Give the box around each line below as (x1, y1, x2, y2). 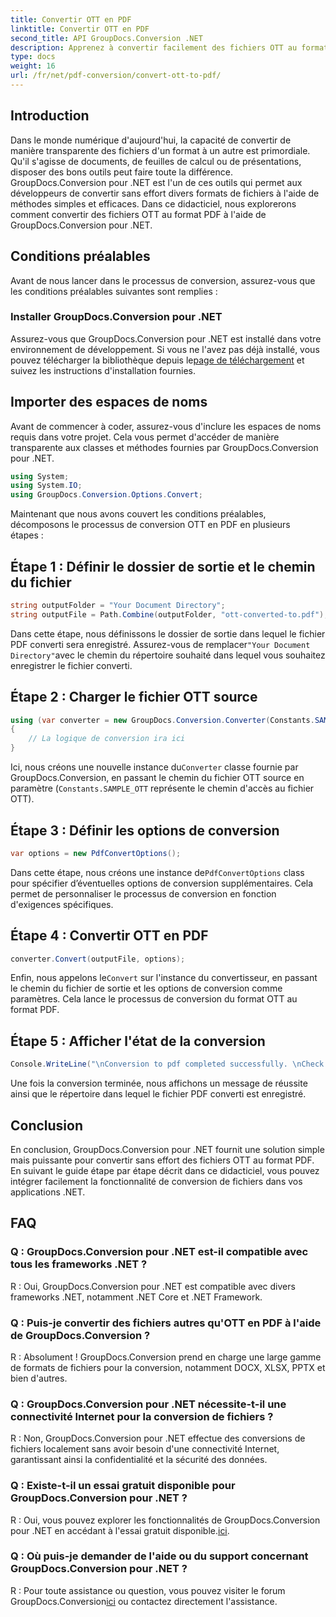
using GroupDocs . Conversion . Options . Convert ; (10, 490, 203, 500)
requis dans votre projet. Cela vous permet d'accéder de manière (10, 431, 280, 443)
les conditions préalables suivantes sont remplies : (10, 285, 218, 297)
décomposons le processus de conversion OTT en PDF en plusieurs (10, 519, 291, 531)
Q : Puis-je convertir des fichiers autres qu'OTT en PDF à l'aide (10, 1316, 322, 1330)
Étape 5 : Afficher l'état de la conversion (10, 1032, 266, 1050)
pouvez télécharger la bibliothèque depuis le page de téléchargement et (10, 354, 305, 366)
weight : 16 (10, 61, 56, 71)
